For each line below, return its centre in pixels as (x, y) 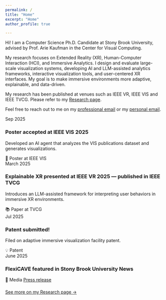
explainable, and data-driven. (36, 85)
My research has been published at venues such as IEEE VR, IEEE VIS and (81, 94)
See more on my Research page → (41, 292)
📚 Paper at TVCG (24, 209)
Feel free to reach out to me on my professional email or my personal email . (83, 109)
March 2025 (18, 164)
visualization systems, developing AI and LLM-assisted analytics (84, 68)
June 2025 (16, 256)
